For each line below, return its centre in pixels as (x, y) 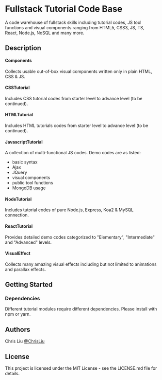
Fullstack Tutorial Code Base (64, 9)
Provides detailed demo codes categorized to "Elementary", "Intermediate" (80, 237)
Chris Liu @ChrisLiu (25, 341)
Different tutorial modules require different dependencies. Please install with (81, 309)
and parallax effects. (25, 269)
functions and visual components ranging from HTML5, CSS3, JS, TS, (75, 27)
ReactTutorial (19, 226)
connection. (17, 215)
